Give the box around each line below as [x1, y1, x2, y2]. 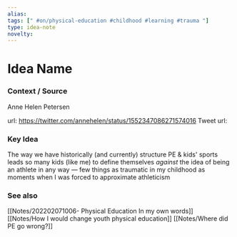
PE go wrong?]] [7, 222, 54, 231]
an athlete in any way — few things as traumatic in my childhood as [7, 165, 206, 174]
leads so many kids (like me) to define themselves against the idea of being [7, 158, 230, 167]
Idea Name [7, 61, 73, 77]
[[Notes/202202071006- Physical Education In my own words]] [7, 207, 194, 216]
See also [7, 190, 38, 200]
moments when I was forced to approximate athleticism [7, 173, 171, 181]
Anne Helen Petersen [7, 102, 70, 111]
